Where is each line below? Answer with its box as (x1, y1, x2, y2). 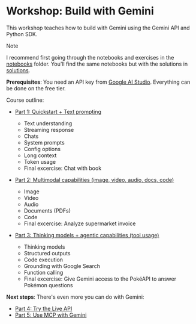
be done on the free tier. (6, 84, 66, 92)
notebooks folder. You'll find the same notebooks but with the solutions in (6, 60, 188, 67)
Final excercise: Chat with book (23, 164, 102, 172)
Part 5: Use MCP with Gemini (14, 311, 87, 319)
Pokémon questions (23, 281, 73, 288)
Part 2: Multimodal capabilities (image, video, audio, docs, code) (14, 176, 174, 183)
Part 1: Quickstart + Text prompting (14, 108, 102, 115)
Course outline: (6, 96, 44, 104)
